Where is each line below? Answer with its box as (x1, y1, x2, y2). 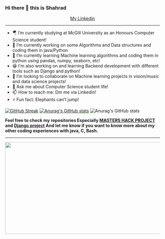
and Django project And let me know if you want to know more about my (5, 122, 155, 129)
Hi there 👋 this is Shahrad (5, 4, 66, 11)
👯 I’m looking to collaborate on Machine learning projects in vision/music (12, 73, 160, 79)
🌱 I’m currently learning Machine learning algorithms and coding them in (12, 52, 159, 58)
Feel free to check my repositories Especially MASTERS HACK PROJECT (5, 118, 156, 123)
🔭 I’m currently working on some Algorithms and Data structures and (12, 42, 151, 48)
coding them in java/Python (12, 48, 68, 53)
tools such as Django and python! (12, 68, 80, 74)
